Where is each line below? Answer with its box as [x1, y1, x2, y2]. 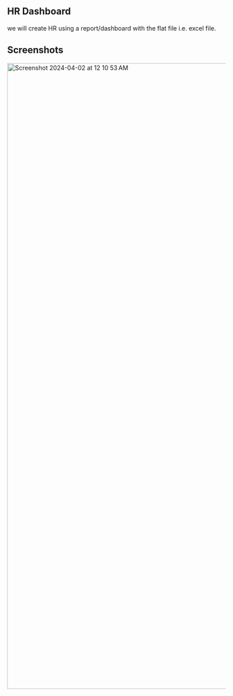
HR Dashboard [7, 6, 71, 17]
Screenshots [7, 44, 64, 56]
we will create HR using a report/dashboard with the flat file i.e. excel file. [7, 24, 216, 32]
